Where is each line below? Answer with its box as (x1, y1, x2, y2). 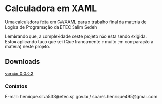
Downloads (5, 58, 40, 66)
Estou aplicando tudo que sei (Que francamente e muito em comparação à (5, 38, 154, 44)
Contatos (5, 83, 28, 89)
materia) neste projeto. (5, 44, 51, 49)
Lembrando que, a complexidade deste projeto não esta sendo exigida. (5, 33, 147, 39)
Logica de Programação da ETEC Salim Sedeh (5, 24, 97, 30)
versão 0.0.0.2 (5, 71, 34, 76)
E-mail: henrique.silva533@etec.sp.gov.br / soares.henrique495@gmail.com (5, 94, 158, 100)
